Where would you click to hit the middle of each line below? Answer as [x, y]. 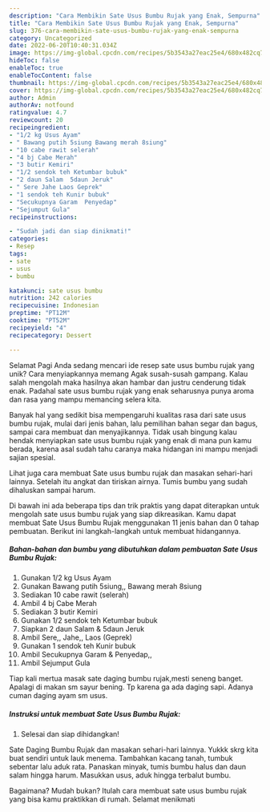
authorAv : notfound [42, 105]
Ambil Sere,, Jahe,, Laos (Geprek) [77, 637]
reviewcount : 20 [36, 120]
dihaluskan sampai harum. [52, 490]
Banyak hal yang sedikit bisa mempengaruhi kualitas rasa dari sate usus [128, 414]
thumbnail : [27, 83]
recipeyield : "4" [38, 328]
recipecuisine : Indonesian [54, 305]
